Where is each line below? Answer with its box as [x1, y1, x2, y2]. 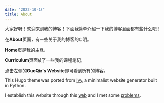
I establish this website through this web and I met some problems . [5, 92, 141, 98]
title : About [5, 12, 32, 17]
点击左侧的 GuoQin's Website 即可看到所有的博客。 [5, 67, 108, 74]
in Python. [5, 82, 26, 88]
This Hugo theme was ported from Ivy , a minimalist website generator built [5, 77, 157, 83]
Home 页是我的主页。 [5, 47, 48, 52]
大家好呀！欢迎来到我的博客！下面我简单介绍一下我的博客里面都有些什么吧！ [5, 26, 161, 32]
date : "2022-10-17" [5, 7, 45, 12]
